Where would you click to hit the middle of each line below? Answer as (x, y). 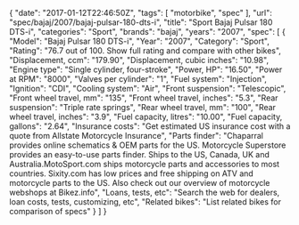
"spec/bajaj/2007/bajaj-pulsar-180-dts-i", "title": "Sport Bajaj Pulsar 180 (141, 22)
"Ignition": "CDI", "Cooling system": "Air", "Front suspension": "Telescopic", (148, 88)
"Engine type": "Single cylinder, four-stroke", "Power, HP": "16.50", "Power (146, 69)
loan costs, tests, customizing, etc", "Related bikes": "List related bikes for (145, 202)
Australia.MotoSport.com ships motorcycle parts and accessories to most (144, 164)
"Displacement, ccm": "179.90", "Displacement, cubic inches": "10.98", (139, 60)
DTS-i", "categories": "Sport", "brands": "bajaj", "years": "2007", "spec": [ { (147, 32)
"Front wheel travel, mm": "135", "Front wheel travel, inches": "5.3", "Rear (144, 98)
